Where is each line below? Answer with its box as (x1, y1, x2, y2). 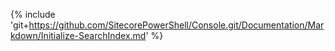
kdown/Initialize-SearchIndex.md (10, 30, 147, 41)
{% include (10, 9, 56, 20)
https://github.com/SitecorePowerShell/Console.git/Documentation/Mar (28, 19, 325, 31)
